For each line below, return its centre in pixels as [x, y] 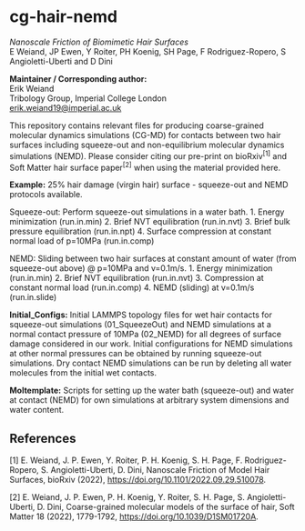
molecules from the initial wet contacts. [83, 373]
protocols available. [46, 195]
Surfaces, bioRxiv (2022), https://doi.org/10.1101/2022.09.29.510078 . [138, 480]
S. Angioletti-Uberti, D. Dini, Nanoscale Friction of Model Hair [155, 470]
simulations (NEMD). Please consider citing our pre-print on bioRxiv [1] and [148, 155]
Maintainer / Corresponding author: [78, 78]
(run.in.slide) [33, 297]
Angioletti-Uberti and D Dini [61, 61]
